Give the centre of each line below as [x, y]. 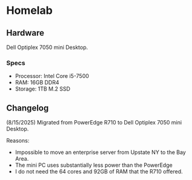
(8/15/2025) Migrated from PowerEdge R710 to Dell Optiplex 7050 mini [94, 123]
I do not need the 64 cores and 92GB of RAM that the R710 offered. [99, 172]
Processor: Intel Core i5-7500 [52, 76]
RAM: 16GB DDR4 [37, 83]
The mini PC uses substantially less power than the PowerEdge [94, 165]
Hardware [25, 33]
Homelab [29, 11]
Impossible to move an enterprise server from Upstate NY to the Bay [100, 152]
